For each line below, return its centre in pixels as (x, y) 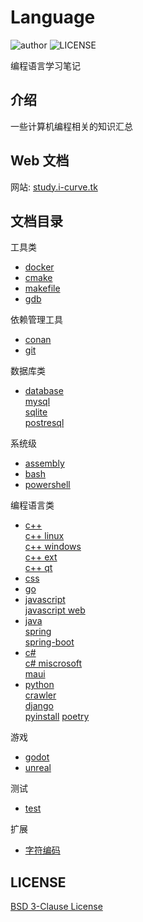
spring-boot (49, 642)
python (39, 685)
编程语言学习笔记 (45, 65)
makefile (42, 288)
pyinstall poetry (57, 717)
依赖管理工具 (36, 320)
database (44, 391)
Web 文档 (40, 161)
